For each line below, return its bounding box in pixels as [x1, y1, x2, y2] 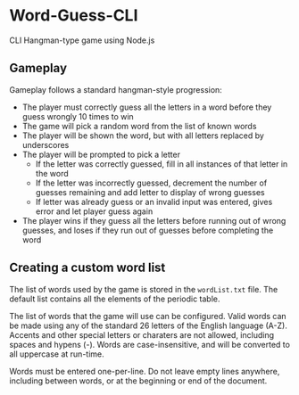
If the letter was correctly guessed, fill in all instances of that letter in [35, 158, 288, 169]
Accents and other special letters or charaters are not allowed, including [9, 329, 275, 340]
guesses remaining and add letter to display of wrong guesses [35, 186, 265, 197]
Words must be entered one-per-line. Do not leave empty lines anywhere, [9, 366, 280, 376]
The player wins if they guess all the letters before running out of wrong [21, 215, 287, 226]
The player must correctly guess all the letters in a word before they [21, 102, 272, 112]
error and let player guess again [35, 206, 154, 217]
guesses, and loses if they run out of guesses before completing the [21, 225, 274, 235]
